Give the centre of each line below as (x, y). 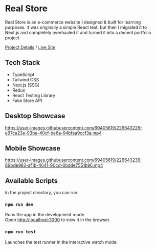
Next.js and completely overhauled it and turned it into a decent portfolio (78, 32)
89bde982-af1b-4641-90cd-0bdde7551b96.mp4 (54, 165)
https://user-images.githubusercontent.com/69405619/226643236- (74, 160)
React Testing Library (33, 95)
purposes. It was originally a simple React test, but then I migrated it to (76, 27)
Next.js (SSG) (26, 85)
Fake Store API (27, 100)
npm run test (21, 232)
